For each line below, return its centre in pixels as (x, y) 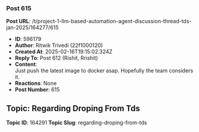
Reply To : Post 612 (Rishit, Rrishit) (56, 58)
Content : (26, 64)
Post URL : (18, 21)
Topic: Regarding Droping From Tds (73, 108)
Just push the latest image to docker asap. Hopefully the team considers (104, 71)
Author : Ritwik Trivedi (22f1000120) (59, 45)
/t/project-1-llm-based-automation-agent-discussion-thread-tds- (112, 21)
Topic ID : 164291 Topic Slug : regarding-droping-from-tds (77, 122)
